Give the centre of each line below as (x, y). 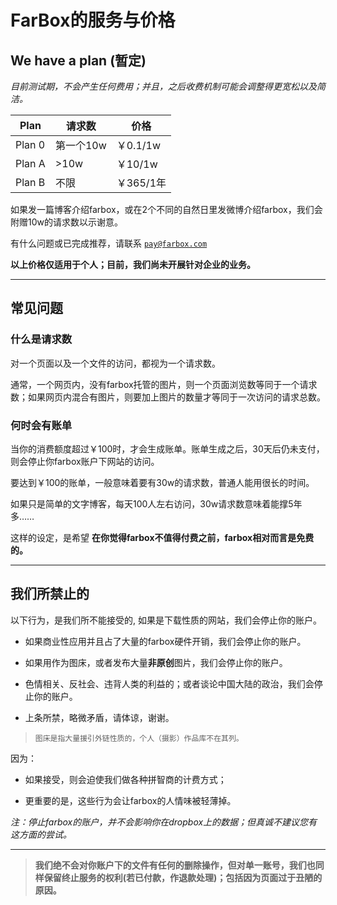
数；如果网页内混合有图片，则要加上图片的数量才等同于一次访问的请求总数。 (168, 397)
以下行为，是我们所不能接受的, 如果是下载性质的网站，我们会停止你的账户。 (166, 620)
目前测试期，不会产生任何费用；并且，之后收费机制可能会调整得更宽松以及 (163, 86)
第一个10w (80, 145)
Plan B (30, 182)
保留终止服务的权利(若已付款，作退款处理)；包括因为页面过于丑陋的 (183, 877)
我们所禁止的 (50, 594)
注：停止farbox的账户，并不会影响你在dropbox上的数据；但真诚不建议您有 (164, 822)
